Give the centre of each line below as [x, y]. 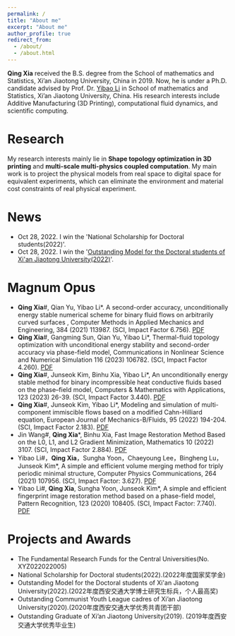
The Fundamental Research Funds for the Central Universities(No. [113, 558]
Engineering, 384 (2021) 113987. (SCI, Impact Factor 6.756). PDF [111, 329]
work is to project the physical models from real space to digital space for [114, 173]
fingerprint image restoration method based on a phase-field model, [116, 496]
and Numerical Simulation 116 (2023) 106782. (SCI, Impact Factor [112, 360]
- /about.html [34, 54]
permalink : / [26, 14]
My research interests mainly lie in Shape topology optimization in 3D [109, 159]
